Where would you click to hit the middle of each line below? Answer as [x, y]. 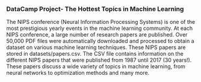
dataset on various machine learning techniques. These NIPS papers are [96, 47]
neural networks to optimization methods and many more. [78, 73]
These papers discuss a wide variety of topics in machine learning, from [96, 66]
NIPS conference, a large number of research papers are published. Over [97, 35]
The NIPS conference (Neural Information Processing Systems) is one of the [101, 22]
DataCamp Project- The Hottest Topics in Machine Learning [95, 9]
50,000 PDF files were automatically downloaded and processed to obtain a [100, 41]
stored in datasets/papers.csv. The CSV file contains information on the [95, 54]
